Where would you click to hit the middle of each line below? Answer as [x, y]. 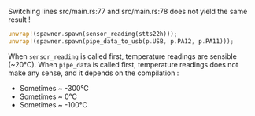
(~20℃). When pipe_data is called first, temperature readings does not [123, 64]
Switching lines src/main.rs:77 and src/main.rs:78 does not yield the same [128, 11]
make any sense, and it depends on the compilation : [94, 73]
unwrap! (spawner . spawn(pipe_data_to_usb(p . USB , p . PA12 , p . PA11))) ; [121, 41]
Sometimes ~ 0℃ [48, 96]
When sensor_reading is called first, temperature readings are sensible [123, 56]
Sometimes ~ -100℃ [54, 104]
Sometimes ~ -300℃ [54, 88]
